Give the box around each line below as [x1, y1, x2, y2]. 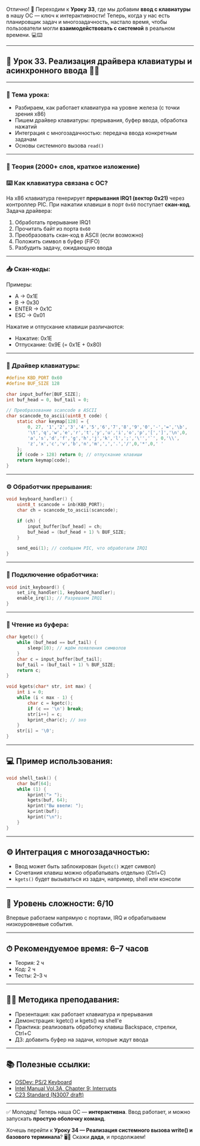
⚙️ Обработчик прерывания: [6, 482, 92, 491]
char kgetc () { [6, 634, 44, 640]
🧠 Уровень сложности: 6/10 [6, 898, 114, 909]
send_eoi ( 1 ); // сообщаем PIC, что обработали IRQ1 [17, 546, 148, 552]
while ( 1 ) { [17, 786, 46, 792]
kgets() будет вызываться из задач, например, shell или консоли [14, 875, 181, 882]
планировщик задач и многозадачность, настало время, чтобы [6, 18, 168, 25]
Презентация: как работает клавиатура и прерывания [14, 1011, 153, 1018]
